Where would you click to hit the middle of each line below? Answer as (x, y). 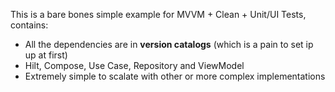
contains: (29, 25)
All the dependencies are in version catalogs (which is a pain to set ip (169, 44)
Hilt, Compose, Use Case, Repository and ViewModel (134, 65)
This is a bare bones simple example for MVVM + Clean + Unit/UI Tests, (158, 14)
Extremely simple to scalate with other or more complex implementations (175, 76)
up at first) (46, 55)
